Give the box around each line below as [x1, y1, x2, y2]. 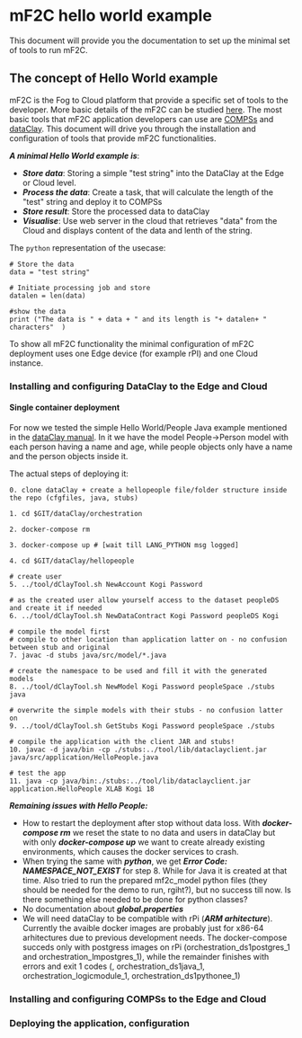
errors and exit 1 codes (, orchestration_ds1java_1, [22, 961, 205, 971]
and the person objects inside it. [9, 450, 129, 461]
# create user [9, 572, 63, 581]
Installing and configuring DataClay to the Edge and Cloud [9, 379, 268, 392]
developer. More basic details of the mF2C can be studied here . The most [9, 104, 283, 115]
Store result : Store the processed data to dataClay [22, 206, 210, 217]
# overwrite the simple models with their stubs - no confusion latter [9, 705, 283, 714]
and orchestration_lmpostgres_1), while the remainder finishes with [22, 951, 270, 962]
